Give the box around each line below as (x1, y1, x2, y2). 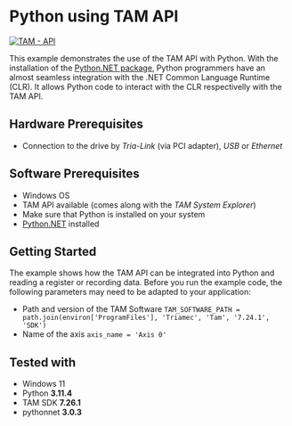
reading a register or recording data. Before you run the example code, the (9, 277, 283, 288)
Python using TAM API (9, 6, 179, 27)
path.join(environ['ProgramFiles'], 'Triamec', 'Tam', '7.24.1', (21, 314, 270, 323)
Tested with (9, 355, 77, 370)
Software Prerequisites (9, 167, 140, 182)
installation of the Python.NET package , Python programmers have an (9, 62, 265, 73)
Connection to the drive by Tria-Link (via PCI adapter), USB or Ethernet (21, 140, 283, 151)
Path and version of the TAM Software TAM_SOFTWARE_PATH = (21, 304, 240, 315)
